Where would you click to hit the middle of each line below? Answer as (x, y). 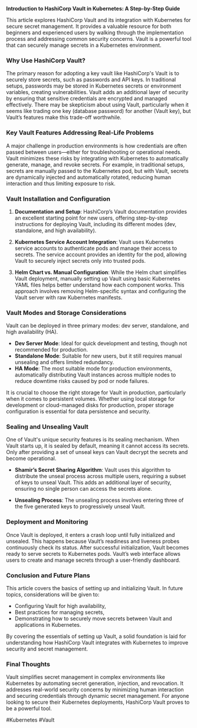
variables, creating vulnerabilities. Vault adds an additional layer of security (97, 92)
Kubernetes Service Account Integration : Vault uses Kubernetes (94, 241)
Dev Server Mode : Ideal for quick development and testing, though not (101, 343)
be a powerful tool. (29, 708)
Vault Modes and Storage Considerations (66, 313)
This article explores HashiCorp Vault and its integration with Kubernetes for (98, 20)
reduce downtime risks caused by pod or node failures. (82, 381)
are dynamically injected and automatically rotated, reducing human (88, 177)
